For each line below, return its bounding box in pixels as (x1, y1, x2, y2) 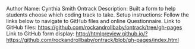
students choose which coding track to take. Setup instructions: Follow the (6, 11, 189, 18)
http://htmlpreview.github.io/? (76, 30, 148, 37)
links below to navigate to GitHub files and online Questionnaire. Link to (6, 18, 181, 24)
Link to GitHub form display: (6, 30, 75, 37)
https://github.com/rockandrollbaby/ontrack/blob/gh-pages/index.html (6, 37, 180, 43)
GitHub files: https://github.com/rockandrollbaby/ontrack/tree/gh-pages (6, 24, 183, 31)
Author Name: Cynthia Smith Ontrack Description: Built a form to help (6, 5, 176, 12)
